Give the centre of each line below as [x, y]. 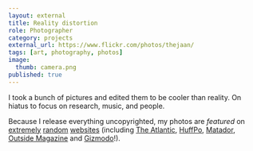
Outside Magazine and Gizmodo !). [65, 138]
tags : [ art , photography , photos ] [66, 52]
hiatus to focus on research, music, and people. [87, 106]
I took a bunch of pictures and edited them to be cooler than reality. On [125, 97]
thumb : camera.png [46, 68]
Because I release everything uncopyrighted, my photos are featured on [127, 121]
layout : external [37, 15]
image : [19, 60]
